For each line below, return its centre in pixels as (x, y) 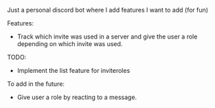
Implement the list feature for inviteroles (73, 71)
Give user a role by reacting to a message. (77, 97)
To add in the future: (36, 84)
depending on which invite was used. (70, 44)
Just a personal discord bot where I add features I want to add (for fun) (107, 10)
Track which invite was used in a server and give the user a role (107, 36)
